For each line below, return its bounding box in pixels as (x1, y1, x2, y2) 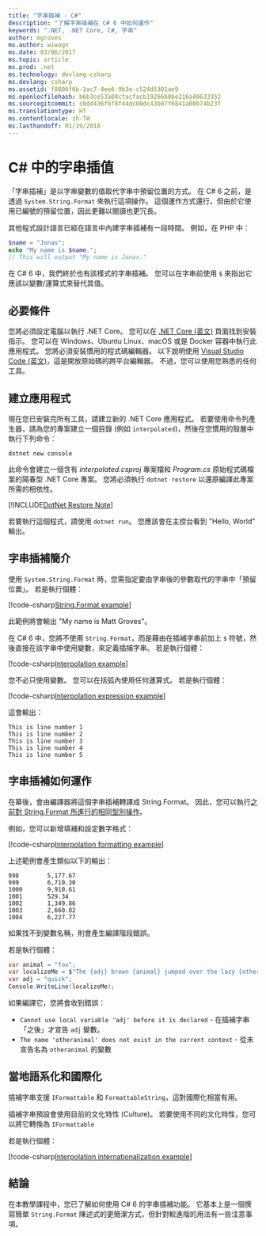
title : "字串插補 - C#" (8, 11, 82, 20)
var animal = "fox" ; (8, 960, 77, 968)
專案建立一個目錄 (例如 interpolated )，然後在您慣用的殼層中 (56, 424, 254, 433)
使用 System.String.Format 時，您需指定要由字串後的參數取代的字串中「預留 (8, 574, 257, 584)
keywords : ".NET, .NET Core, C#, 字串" (8, 26, 138, 34)
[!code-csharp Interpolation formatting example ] (8, 839, 165, 849)
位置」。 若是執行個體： (8, 584, 83, 594)
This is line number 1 (8, 723, 83, 731)
